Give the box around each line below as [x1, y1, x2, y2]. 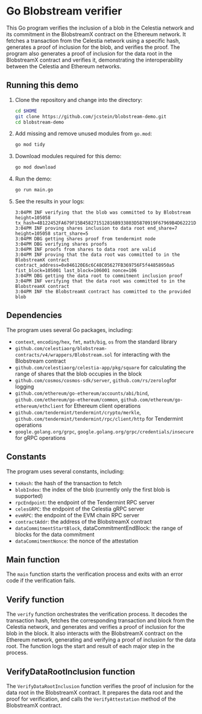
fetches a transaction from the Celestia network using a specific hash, [6, 37, 181, 44]
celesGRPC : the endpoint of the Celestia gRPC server [14, 505, 145, 512]
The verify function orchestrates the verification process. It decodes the [6, 611, 188, 618]
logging [14, 383, 34, 390]
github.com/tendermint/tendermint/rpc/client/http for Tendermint [14, 415, 183, 422]
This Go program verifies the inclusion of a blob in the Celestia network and [6, 24, 194, 31]
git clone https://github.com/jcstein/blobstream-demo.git [14, 113, 167, 120]
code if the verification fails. [6, 577, 76, 584]
